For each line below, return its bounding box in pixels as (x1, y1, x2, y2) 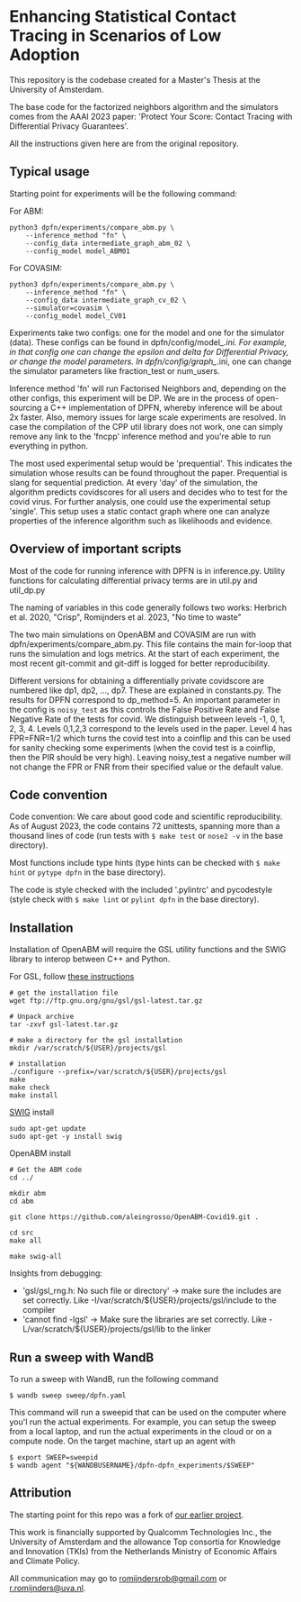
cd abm (9, 1197, 34, 1206)
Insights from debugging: (9, 1268, 103, 1279)
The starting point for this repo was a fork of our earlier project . (9, 1509, 244, 1520)
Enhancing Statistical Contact (9, 6, 236, 27)
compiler (22, 1305, 56, 1315)
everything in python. (9, 440, 88, 451)
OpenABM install (9, 1148, 72, 1159)
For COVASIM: (9, 262, 63, 273)
